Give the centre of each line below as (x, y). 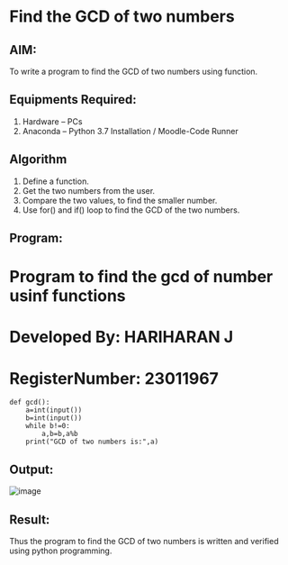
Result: (30, 519)
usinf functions (67, 296)
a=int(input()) (54, 410)
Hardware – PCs (52, 121)
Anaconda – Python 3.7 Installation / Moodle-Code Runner (130, 131)
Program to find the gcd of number (141, 277)
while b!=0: (48, 426)
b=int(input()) (54, 418)
